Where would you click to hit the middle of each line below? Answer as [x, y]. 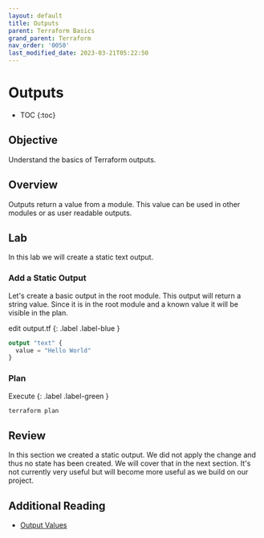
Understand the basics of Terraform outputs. [82, 159]
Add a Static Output [47, 278]
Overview [33, 185]
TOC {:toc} [38, 115]
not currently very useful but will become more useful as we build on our [128, 472]
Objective [33, 140]
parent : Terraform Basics [51, 31]
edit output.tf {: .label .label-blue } [64, 328]
